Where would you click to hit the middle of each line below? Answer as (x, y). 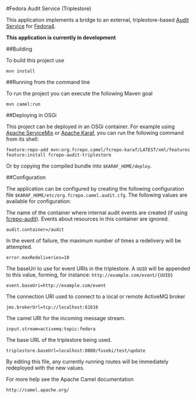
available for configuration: (39, 201)
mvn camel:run (23, 104)
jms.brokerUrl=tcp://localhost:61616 (52, 307)
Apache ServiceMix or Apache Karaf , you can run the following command (95, 133)
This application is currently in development (61, 37)
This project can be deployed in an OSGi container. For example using (90, 127)
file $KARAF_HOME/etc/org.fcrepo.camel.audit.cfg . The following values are (97, 195)
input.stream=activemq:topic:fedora (51, 329)
